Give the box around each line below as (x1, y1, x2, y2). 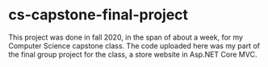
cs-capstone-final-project (8, 6, 188, 24)
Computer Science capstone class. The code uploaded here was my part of (8, 40, 261, 50)
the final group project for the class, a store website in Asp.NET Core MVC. (8, 49, 258, 59)
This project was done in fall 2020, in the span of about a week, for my (8, 32, 244, 42)
